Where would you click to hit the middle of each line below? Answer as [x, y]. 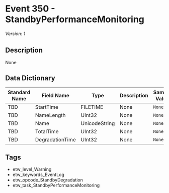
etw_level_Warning [32, 169]
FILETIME [92, 107]
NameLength [50, 115]
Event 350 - [30, 9]
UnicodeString [98, 123]
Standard [19, 92]
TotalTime [47, 131]
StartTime [47, 107]
